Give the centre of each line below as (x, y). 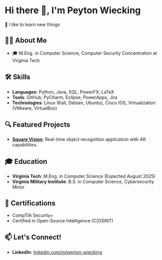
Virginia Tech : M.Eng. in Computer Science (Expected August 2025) (84, 176)
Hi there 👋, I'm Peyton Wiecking (73, 10)
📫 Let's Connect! (33, 237)
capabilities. (25, 145)
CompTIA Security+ (33, 215)
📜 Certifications (30, 203)
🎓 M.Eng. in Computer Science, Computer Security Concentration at (85, 53)
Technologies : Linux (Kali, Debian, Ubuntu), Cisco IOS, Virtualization (84, 103)
